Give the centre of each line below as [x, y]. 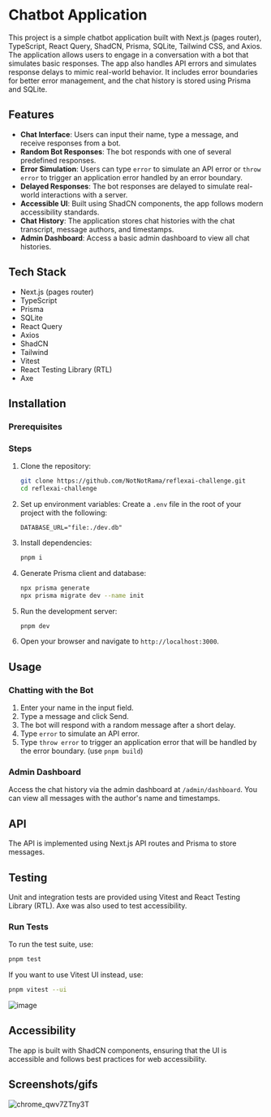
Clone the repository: [56, 466]
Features [31, 115]
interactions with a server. [84, 195]
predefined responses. [58, 160]
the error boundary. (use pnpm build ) [82, 751]
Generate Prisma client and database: [83, 573]
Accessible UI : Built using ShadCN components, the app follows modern [142, 203]
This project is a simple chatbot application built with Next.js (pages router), [135, 37]
